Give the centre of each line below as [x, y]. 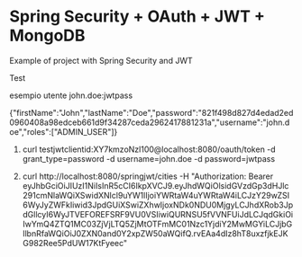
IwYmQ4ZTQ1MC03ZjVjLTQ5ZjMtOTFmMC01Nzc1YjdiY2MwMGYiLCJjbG [157, 224]
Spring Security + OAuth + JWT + [137, 17]
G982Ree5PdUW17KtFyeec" [75, 243]
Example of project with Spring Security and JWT [101, 60]
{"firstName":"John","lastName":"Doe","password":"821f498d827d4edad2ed [151, 112]
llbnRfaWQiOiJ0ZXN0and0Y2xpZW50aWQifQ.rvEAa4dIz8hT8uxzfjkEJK [155, 233]
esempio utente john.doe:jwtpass [71, 95]
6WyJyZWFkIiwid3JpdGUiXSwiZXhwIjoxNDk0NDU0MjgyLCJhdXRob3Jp [158, 205]
